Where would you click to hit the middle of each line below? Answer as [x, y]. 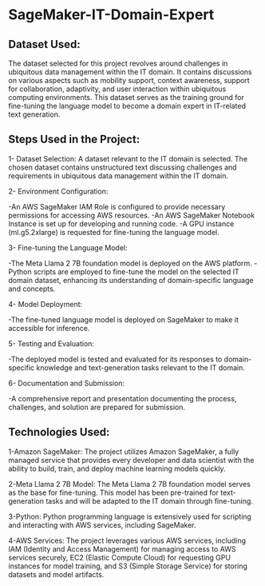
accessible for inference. [49, 328]
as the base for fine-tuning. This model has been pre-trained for [114, 492]
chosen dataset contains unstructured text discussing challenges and [123, 167]
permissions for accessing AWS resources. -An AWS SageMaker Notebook [132, 215]
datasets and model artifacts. [56, 574]
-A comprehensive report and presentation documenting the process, [123, 398]
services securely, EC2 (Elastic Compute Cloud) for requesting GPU [120, 557]
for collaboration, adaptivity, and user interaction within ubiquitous [117, 89]
